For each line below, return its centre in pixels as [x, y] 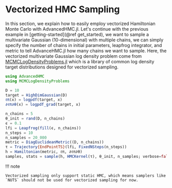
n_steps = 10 [19, 133]
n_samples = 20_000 [26, 137]
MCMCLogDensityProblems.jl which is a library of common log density [80, 61]
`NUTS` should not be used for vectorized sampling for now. [72, 180]
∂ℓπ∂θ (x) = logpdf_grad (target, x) [43, 105]
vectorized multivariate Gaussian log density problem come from [74, 56]
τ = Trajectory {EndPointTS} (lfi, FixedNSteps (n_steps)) [66, 147]
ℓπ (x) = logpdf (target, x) [34, 100]
